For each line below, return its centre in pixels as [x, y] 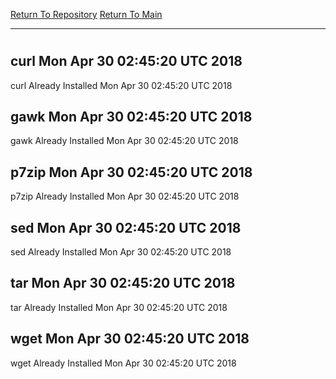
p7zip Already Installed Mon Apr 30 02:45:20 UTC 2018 [125, 196]
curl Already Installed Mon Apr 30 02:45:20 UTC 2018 [121, 85]
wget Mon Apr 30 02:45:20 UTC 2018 [130, 339]
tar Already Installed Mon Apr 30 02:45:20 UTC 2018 [119, 307]
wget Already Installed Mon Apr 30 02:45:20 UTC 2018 [123, 363]
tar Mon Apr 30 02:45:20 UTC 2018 [123, 283]
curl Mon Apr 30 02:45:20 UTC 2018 [126, 61]
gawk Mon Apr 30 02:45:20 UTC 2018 [131, 117]
